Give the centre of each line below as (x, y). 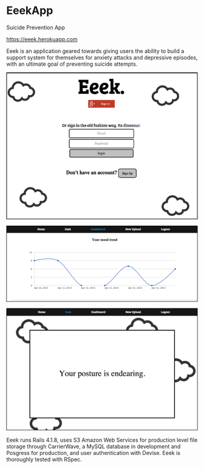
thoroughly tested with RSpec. (44, 459)
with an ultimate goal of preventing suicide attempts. (72, 64)
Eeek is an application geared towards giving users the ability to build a (95, 51)
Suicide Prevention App (36, 27)
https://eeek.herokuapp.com (42, 39)
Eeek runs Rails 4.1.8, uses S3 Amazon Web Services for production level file (102, 440)
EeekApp (30, 11)
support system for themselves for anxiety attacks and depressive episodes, (102, 57)
